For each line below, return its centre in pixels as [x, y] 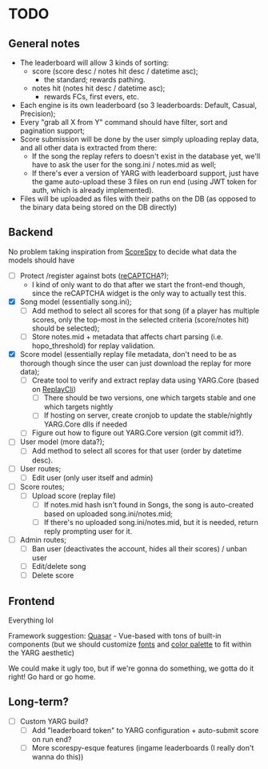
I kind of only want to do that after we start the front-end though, [138, 284]
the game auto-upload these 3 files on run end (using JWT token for [144, 182]
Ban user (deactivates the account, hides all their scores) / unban [140, 548]
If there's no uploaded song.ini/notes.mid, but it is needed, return [151, 522]
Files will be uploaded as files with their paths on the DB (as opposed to [138, 198]
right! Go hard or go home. [52, 676]
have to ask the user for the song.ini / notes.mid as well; [124, 164]
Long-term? [39, 702]
